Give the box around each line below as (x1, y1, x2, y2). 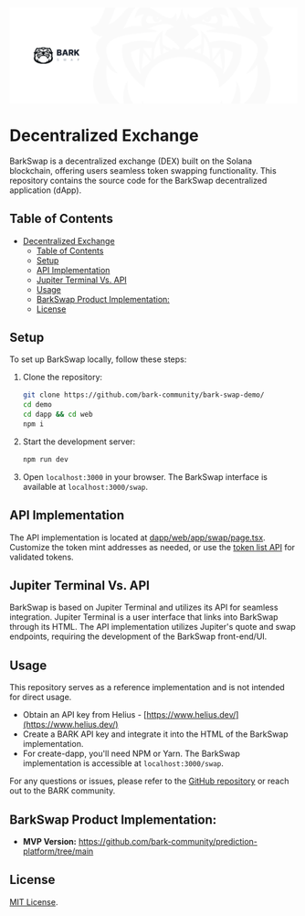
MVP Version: (22, 836, 77, 847)
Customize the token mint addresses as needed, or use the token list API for (9, 541, 295, 552)
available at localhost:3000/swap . (22, 481, 149, 492)
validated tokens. (9, 551, 75, 562)
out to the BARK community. (9, 785, 116, 796)
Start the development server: (22, 436, 136, 447)
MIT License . (9, 896, 58, 907)
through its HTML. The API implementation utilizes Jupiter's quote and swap (9, 622, 297, 633)
